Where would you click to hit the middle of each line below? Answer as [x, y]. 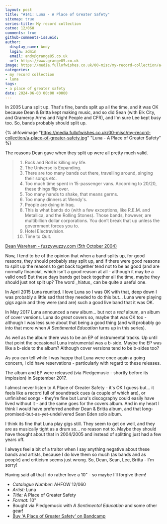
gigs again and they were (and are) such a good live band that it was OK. [80, 303]
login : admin [23, 51]
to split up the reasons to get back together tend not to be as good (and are [83, 266]
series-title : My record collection [43, 24]
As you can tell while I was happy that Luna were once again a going [75, 358]
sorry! [11, 465]
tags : [11, 84]
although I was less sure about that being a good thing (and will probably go [83, 323]
